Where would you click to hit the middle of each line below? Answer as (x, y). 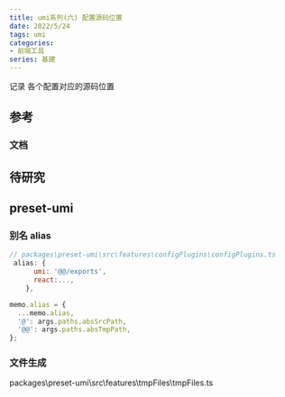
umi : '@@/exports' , (69, 272)
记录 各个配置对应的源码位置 (62, 86)
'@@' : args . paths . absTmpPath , (74, 329)
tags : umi (28, 34)
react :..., (54, 280)
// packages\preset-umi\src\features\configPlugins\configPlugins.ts (143, 255)
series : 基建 (32, 59)
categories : (32, 43)
